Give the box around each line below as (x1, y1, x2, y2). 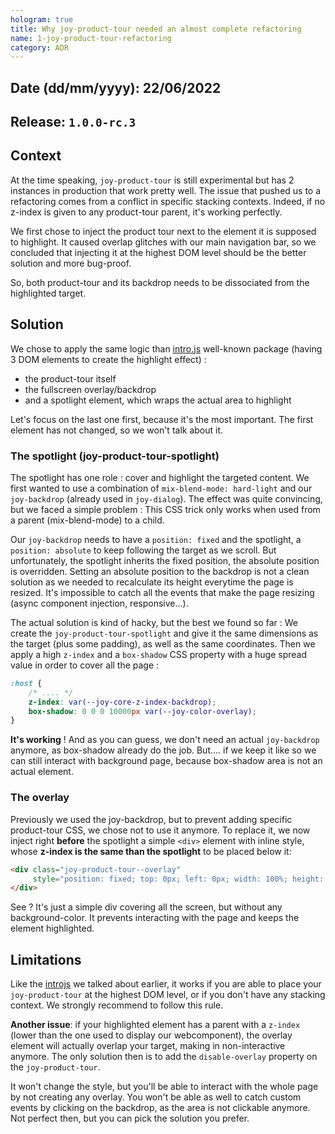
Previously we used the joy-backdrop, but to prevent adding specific (10, 813, 293, 825)
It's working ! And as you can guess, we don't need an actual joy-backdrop (10, 734, 320, 746)
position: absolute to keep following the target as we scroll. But (10, 544, 277, 556)
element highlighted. (10, 922, 95, 935)
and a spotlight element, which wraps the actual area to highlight (24, 394, 292, 406)
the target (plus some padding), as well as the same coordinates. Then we (10, 637, 316, 650)
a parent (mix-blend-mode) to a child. (10, 514, 165, 526)
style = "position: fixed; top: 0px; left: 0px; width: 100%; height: (32, 874, 325, 884)
